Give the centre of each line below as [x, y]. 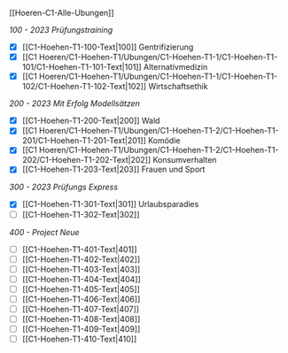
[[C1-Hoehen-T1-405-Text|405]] [81, 289]
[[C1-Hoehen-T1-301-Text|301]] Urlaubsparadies [110, 204]
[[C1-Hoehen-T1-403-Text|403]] [81, 269]
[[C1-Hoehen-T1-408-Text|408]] [81, 319]
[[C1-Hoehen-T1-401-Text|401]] [79, 249]
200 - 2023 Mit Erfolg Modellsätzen [74, 104]
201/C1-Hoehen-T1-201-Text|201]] [84, 141]
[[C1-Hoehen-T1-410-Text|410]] [79, 339]
